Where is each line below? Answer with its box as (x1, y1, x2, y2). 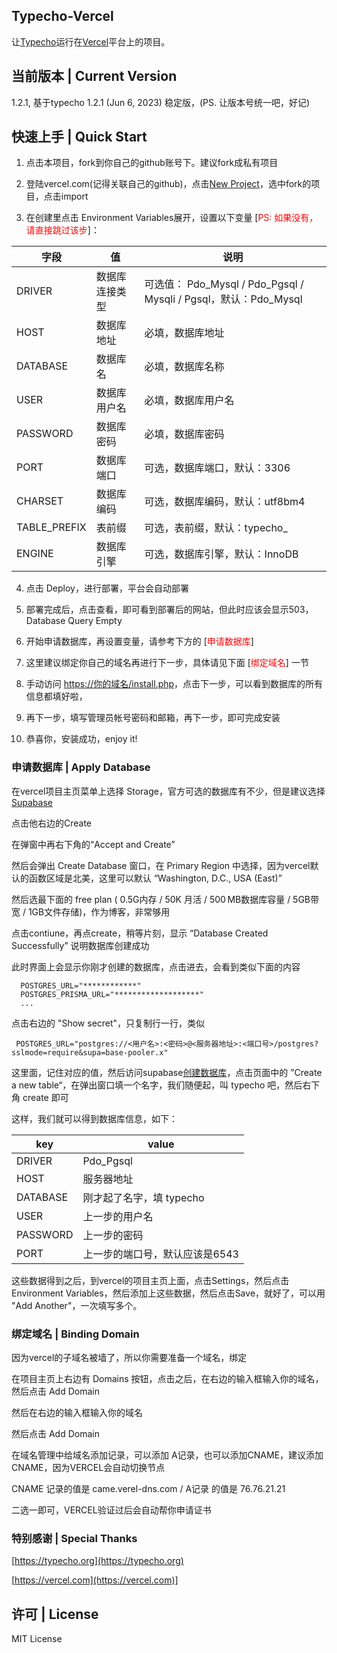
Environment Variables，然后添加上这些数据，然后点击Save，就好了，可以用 (11, 1287, 326, 1299)
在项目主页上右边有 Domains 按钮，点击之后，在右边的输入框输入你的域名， (11, 1373, 324, 1385)
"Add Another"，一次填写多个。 (11, 1299, 143, 1311)
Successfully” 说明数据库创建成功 (11, 939, 150, 951)
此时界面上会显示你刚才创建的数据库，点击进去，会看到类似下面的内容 (11, 960, 301, 973)
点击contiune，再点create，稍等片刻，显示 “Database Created (11, 927, 269, 939)
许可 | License (11, 1605, 99, 1623)
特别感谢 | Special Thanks (11, 1531, 138, 1545)
